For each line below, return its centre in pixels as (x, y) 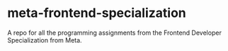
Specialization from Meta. (45, 40)
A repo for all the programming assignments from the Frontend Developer (114, 33)
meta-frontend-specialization (97, 13)
